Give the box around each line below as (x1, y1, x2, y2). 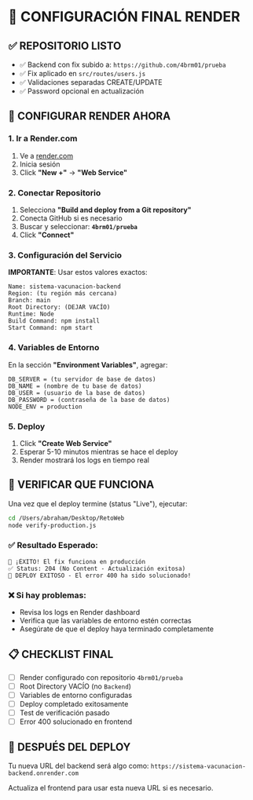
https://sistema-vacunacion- (150, 762, 246, 771)
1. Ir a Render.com (8, 133, 78, 144)
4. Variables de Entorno (8, 342, 100, 353)
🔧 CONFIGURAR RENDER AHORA (8, 110, 171, 123)
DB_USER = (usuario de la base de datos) (8, 389, 146, 396)
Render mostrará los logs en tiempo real (19, 455, 149, 465)
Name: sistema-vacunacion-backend (8, 283, 122, 290)
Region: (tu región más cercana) (8, 290, 118, 298)
